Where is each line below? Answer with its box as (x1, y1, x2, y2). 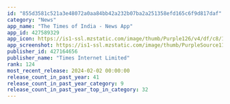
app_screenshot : (7, 42, 53, 49)
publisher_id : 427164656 (7, 49, 78, 55)
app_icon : (7, 36, 36, 42)
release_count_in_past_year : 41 (7, 73, 99, 81)
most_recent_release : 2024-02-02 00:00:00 (7, 67, 130, 74)
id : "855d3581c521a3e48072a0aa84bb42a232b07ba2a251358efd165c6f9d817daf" (7, 10, 222, 17)
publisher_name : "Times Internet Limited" (7, 55, 130, 62)
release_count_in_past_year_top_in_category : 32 (7, 86, 149, 93)
